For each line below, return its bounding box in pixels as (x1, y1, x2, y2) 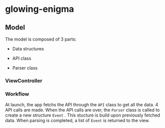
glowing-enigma (5, 3, 74, 15)
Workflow (5, 90, 30, 97)
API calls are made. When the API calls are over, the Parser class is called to (5, 107, 160, 113)
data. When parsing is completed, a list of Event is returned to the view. (5, 118, 150, 124)
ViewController (5, 77, 42, 84)
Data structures (12, 46, 44, 51)
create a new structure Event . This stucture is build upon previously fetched (5, 112, 161, 118)
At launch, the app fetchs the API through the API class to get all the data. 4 (5, 102, 159, 108)
